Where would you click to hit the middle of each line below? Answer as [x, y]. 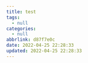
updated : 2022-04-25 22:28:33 [44, 51]
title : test [21, 12]
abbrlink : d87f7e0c [31, 40]
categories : [21, 28]
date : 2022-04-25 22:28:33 [40, 46]
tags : [13, 17]
